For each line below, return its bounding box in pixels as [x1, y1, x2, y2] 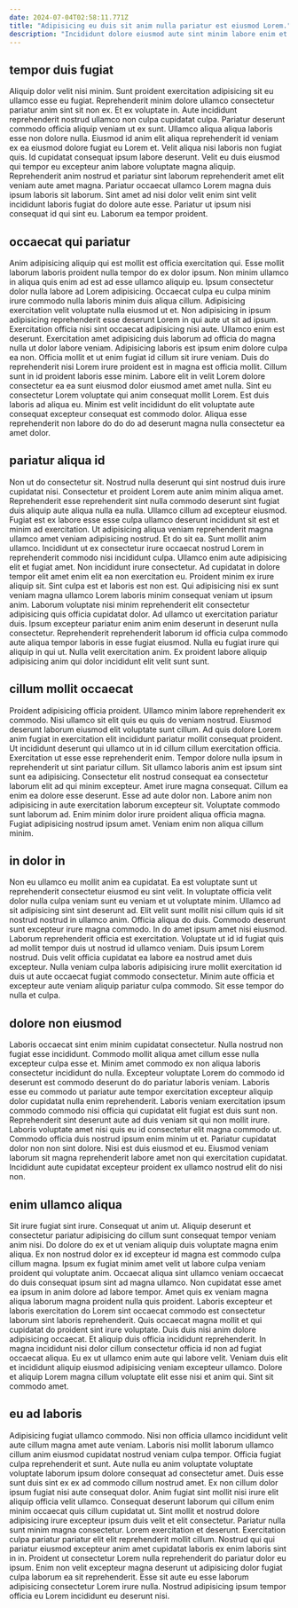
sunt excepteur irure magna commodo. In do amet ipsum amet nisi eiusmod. [9, 924, 287, 934]
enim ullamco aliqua [9, 1197, 122, 1212]
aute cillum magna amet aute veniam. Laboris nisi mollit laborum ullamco [9, 1439, 275, 1450]
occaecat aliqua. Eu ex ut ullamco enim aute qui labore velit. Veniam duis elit [9, 1352, 288, 1363]
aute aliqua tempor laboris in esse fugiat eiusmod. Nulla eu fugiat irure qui [9, 636, 279, 648]
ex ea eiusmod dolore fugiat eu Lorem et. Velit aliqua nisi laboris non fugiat [9, 143, 282, 154]
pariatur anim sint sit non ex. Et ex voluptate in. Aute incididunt [9, 105, 238, 115]
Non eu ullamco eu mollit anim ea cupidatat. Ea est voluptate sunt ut [9, 877, 258, 887]
